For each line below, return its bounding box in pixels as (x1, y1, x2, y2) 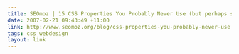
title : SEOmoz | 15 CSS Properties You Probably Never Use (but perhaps (7, 10, 228, 18)
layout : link (7, 36, 46, 43)
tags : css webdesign (7, 29, 69, 37)
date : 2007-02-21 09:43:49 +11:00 (7, 17, 110, 24)
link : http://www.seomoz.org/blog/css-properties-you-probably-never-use (7, 23, 231, 30)
